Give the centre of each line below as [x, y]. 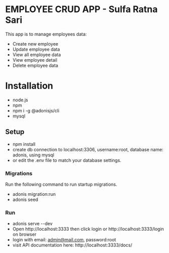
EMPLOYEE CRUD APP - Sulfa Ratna [81, 9]
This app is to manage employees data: [46, 34]
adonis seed [25, 199]
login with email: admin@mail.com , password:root [64, 240]
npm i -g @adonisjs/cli [36, 110]
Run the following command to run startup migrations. [61, 184]
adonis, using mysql [33, 155]
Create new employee [35, 44]
